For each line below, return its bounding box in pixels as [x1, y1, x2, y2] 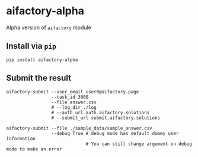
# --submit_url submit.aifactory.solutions [51, 115, 161, 121]
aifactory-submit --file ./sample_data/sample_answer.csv [6, 125, 152, 131]
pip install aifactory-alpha [6, 56, 78, 63]
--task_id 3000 [51, 94, 89, 100]
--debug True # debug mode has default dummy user [51, 130, 179, 136]
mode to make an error [6, 146, 62, 152]
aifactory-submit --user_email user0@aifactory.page [6, 89, 139, 95]
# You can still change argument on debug [85, 141, 193, 147]
